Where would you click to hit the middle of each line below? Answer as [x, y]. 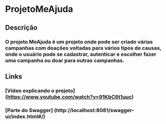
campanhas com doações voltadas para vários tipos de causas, [83, 48]
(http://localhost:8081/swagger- [94, 110]
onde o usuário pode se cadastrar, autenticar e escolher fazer [81, 54]
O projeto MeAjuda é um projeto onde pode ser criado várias [79, 42]
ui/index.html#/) [25, 117]
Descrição [21, 28]
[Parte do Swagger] [29, 110]
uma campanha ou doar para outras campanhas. [65, 60]
